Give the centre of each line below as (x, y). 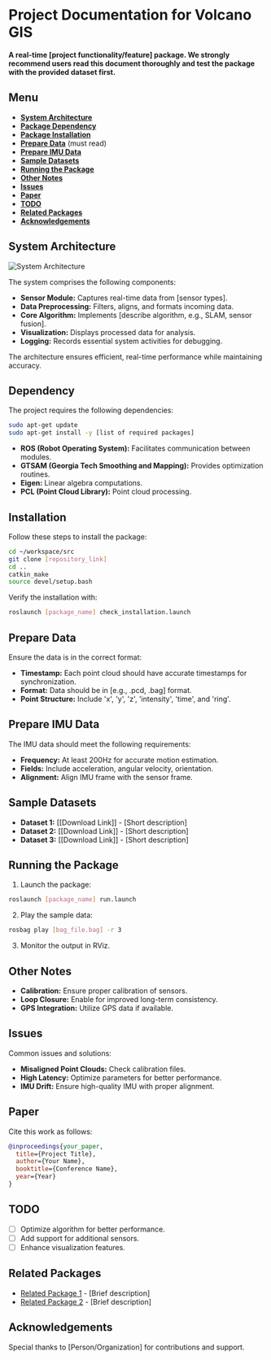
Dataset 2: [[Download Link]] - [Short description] (104, 830)
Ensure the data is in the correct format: (75, 657)
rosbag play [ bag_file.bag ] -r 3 (65, 930)
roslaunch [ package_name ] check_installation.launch (100, 612)
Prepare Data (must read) (63, 143)
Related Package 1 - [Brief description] (85, 1293)
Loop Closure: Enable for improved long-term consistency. (119, 999)
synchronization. (48, 682)
